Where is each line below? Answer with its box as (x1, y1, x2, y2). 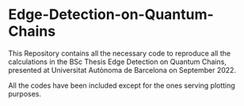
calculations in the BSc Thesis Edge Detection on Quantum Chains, (8, 57, 227, 66)
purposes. (8, 89, 42, 98)
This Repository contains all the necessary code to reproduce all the (8, 48, 231, 58)
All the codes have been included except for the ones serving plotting (8, 81, 235, 90)
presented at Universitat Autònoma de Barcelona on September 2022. (8, 65, 236, 74)
